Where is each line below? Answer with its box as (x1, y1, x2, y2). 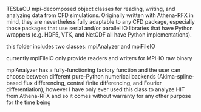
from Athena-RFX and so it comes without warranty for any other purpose (6, 93, 191, 99)
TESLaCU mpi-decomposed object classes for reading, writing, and (6, 5, 175, 12)
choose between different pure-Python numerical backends (6, 73, 156, 80)
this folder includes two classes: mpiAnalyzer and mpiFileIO (6, 43, 156, 50)
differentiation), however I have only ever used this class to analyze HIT (6, 86, 185, 93)
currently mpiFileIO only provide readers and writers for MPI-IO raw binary (6, 55, 192, 61)
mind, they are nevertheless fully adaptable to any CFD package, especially (6, 18, 196, 25)
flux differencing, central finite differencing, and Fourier (23, 79, 162, 86)
